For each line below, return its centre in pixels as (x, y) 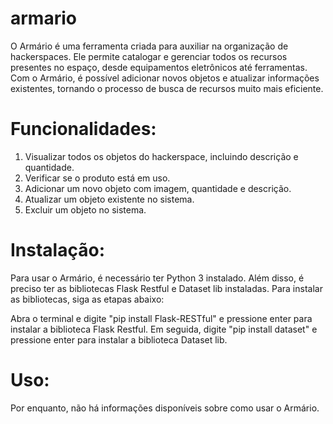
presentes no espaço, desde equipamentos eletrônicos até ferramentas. (159, 67)
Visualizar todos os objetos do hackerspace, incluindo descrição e (161, 156)
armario (43, 18)
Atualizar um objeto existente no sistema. (109, 199)
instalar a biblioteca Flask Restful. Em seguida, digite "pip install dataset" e (164, 329)
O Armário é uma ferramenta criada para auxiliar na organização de (149, 46)
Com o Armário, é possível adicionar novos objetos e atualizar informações (165, 78)
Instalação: (57, 250)
